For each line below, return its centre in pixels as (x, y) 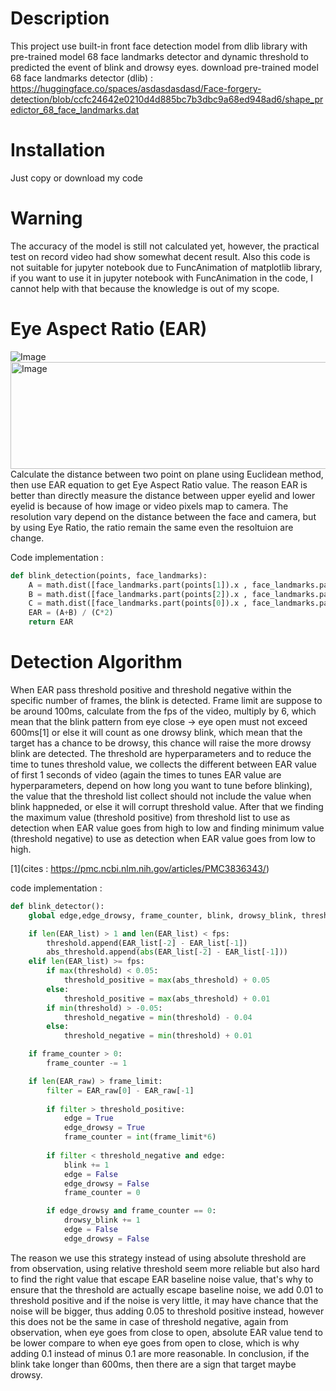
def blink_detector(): (57, 906)
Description (60, 18)
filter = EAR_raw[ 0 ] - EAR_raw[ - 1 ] (120, 1090)
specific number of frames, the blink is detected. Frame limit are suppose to (166, 700)
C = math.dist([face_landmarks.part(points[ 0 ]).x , (138, 603)
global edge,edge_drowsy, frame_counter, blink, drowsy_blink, (163, 915)
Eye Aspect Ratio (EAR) (109, 329)
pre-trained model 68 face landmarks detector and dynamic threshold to (160, 56)
